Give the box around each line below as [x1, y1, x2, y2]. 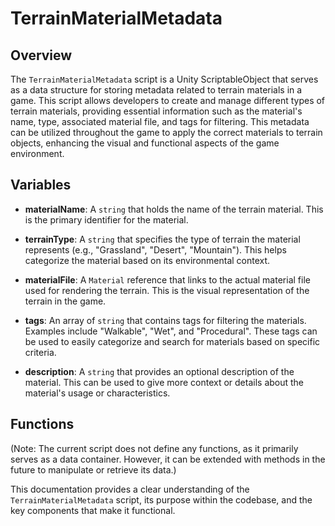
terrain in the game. [24, 295, 107, 307]
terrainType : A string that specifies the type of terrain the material [24, 233, 301, 245]
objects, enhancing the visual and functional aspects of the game [10, 137, 280, 149]
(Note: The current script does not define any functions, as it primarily [10, 442, 299, 454]
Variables [10, 177, 72, 194]
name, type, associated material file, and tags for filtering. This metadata [10, 116, 310, 127]
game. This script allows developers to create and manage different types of [10, 95, 326, 106]
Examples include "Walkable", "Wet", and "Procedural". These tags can [24, 325, 318, 337]
